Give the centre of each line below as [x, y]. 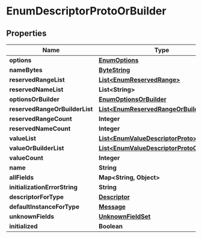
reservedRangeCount [41, 119]
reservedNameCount [40, 129]
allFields [22, 177]
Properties [26, 33]
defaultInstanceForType [44, 207]
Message [112, 207]
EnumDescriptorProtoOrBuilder [86, 11]
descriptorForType [37, 197]
